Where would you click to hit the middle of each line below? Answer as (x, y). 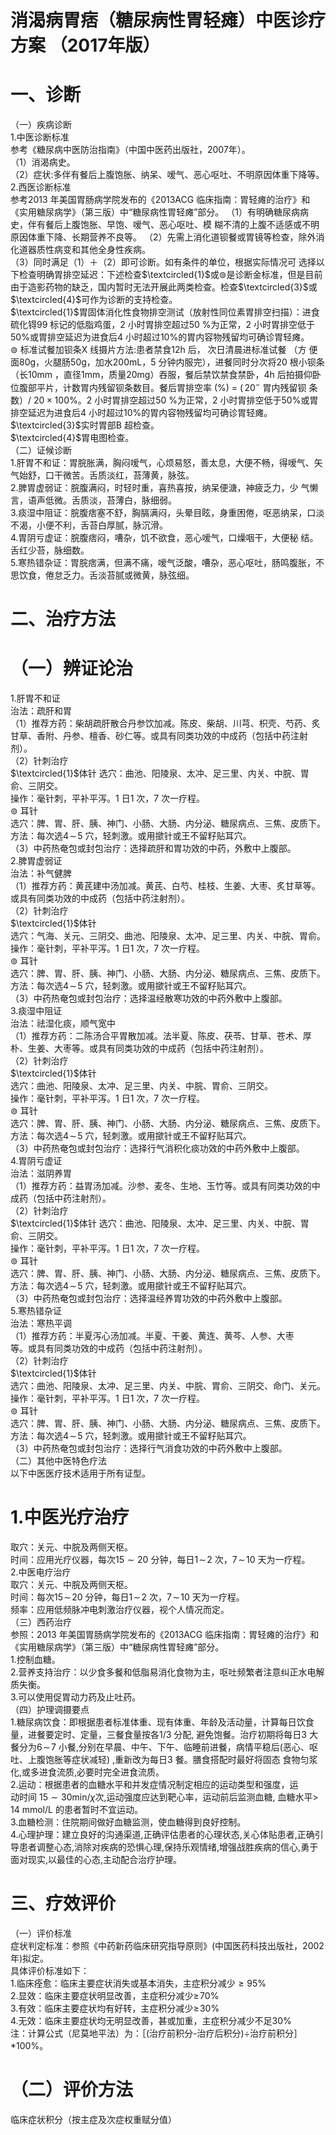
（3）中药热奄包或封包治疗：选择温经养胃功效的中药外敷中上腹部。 (149, 1298)
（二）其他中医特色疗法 (58, 1460)
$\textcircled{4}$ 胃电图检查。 (72, 437)
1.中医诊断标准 (40, 137)
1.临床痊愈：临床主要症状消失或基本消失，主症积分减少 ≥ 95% (138, 1983)
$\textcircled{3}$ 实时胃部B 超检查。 (85, 425)
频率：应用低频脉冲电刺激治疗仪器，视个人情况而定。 (120, 1609)
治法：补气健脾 (41, 873)
